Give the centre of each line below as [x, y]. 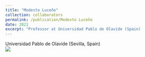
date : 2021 [17, 24]
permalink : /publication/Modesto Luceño [49, 20]
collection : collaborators [34, 15]
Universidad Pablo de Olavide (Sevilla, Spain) [53, 44]
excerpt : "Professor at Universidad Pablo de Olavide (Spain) [73, 29]
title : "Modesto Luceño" [32, 10]
